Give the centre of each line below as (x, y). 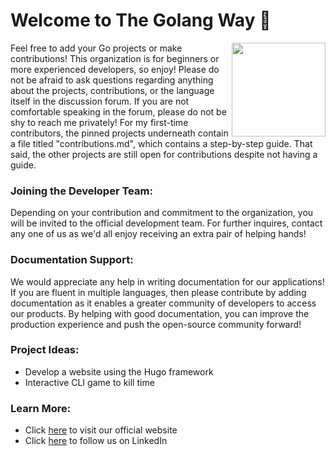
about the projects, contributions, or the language (112, 90)
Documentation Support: (72, 260)
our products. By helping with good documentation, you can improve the (160, 313)
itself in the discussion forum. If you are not (100, 101)
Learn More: (41, 408)
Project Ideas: (45, 350)
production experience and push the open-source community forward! (156, 324)
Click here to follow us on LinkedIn (96, 441)
